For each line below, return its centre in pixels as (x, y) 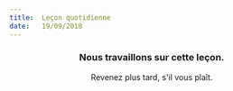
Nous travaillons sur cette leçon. (152, 58)
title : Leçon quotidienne (60, 18)
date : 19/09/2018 (46, 26)
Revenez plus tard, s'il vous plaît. (152, 77)
